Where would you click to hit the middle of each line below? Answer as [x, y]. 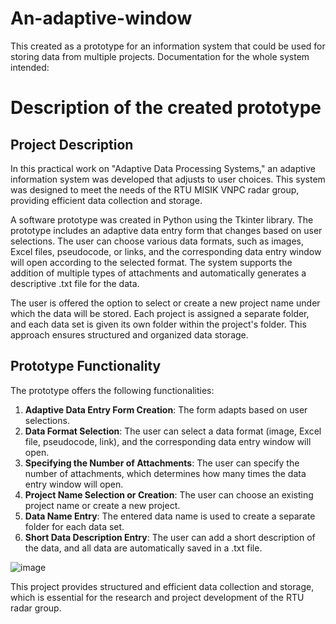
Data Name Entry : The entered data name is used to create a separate [170, 516]
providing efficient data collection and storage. [106, 200]
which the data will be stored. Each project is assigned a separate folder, [160, 313]
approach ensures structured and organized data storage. [129, 334]
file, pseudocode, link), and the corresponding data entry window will [168, 441]
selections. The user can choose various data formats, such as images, [157, 241]
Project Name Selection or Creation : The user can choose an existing [169, 494]
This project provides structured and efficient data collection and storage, [162, 586]
